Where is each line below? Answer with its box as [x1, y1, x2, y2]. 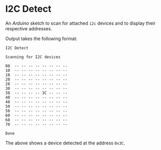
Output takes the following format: [5, 35, 78, 42]
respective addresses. [5, 25, 52, 31]
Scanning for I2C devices [5, 54, 61, 60]
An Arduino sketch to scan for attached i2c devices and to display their [5, 20, 156, 26]
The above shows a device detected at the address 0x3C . [5, 140, 126, 146]
